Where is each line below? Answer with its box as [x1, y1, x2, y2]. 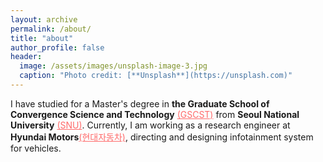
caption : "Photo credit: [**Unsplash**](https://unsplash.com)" [19, 71, 293, 81]
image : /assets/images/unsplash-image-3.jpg [19, 61, 208, 71]
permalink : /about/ [10, 24, 92, 34]
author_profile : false [10, 42, 105, 53]
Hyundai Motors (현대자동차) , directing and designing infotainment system [10, 131, 314, 143]
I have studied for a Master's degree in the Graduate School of [10, 97, 270, 110]
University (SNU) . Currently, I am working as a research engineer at [10, 119, 291, 131]
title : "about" [10, 33, 74, 43]
